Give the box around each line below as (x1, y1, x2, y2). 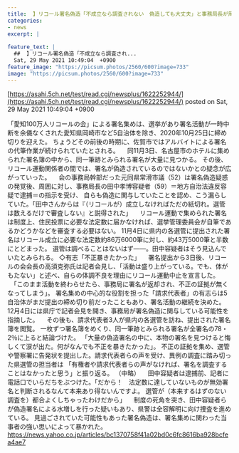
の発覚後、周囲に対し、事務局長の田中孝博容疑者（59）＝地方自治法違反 (7, 182, 221, 190)
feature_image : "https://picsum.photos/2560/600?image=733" (7, 63, 190, 71)
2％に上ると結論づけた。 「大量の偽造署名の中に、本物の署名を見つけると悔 (7, 333, 231, 342)
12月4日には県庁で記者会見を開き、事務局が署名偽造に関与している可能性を (7, 306, 229, 315)
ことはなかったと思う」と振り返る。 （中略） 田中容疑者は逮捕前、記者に (7, 368, 229, 377)
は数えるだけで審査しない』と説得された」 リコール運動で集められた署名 (7, 208, 228, 217)
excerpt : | (7, 30, 40, 38)
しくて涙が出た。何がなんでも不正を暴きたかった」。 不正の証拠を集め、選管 (7, 342, 230, 350)
